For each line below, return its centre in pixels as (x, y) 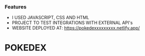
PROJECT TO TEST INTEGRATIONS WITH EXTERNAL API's (72, 23)
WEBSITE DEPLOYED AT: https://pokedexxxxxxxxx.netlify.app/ (76, 28)
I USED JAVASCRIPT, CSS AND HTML (50, 18)
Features (16, 7)
